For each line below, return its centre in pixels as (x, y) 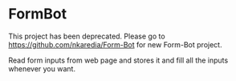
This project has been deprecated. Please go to (87, 36)
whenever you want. (42, 68)
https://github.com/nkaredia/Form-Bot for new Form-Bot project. (115, 44)
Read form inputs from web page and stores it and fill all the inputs (118, 60)
